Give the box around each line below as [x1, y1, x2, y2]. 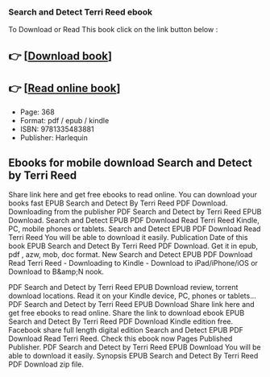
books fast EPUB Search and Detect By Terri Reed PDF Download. [8, 198, 228, 208]
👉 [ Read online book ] [8, 81, 121, 95]
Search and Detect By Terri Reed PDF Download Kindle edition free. [8, 317, 234, 326]
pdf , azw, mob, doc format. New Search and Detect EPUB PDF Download [8, 250, 253, 259]
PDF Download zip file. [8, 359, 85, 369]
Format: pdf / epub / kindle [19, 115, 110, 125]
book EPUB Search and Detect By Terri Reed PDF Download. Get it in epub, [8, 241, 259, 251]
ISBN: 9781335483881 [19, 124, 94, 134]
